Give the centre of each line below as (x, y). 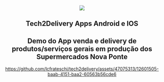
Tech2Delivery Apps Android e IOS (82, 24)
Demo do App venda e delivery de (82, 41)
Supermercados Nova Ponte (82, 56)
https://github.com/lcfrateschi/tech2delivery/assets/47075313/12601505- (82, 69)
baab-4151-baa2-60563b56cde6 (82, 74)
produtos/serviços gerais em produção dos (82, 49)
